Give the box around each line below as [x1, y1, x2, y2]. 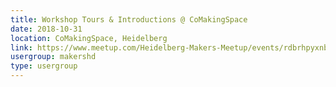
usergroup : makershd [10, 52, 97, 62]
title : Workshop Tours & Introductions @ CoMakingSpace [10, 14, 248, 25]
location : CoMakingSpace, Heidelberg [10, 33, 168, 43]
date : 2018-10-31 [10, 24, 83, 34]
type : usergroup [10, 61, 78, 71]
